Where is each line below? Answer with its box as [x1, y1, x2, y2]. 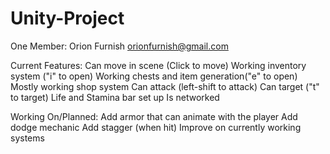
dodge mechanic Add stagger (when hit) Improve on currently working [10, 121, 302, 133]
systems [10, 132, 45, 144]
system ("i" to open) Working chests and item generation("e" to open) [10, 70, 298, 82]
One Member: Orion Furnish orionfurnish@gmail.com [10, 40, 229, 52]
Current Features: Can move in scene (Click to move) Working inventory [10, 59, 307, 71]
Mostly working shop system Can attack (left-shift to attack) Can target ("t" [10, 80, 320, 92]
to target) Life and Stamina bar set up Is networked [10, 91, 220, 103]
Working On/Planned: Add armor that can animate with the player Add [10, 110, 298, 122]
